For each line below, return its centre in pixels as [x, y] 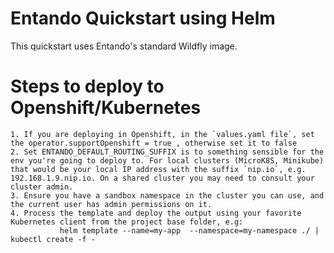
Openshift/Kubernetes [106, 108]
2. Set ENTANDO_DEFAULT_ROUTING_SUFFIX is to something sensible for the [167, 152]
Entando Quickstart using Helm [143, 18]
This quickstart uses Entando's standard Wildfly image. [124, 46]
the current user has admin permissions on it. [111, 204]
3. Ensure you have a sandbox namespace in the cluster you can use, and [167, 195]
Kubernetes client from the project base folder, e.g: [127, 222]
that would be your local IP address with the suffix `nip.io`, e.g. [158, 169]
